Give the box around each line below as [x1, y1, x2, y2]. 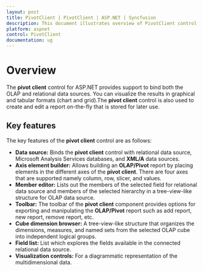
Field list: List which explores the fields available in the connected [15, 239, 181, 247]
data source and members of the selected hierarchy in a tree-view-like [15, 187, 193, 195]
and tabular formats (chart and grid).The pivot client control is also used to [6, 96, 194, 104]
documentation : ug [6, 37, 53, 43]
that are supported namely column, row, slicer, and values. [15, 174, 162, 181]
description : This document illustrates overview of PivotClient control [6, 20, 198, 26]
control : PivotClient [6, 32, 61, 38]
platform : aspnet [6, 26, 50, 32]
